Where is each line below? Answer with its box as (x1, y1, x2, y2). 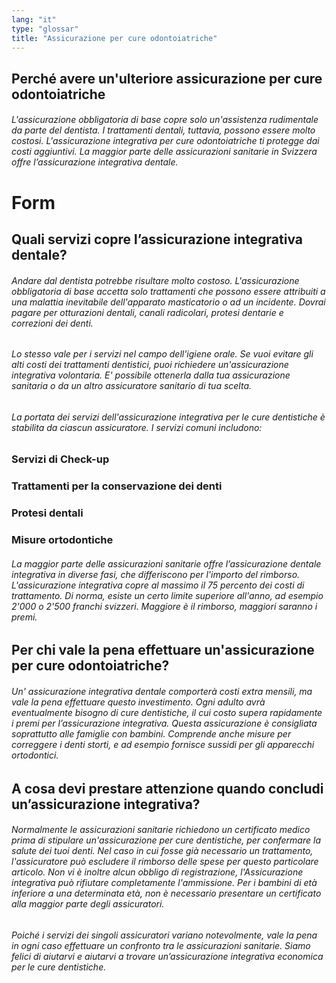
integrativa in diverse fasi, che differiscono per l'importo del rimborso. (11, 568, 301, 580)
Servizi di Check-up (11, 452, 110, 466)
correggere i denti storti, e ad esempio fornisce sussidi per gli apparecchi (11, 738, 315, 750)
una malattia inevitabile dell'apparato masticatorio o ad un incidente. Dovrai (11, 296, 326, 308)
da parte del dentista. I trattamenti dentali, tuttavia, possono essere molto (11, 124, 316, 136)
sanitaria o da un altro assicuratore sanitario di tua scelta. (11, 380, 253, 392)
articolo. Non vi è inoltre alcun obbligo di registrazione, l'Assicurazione (11, 866, 304, 878)
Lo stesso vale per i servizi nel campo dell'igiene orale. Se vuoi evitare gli (11, 348, 314, 360)
